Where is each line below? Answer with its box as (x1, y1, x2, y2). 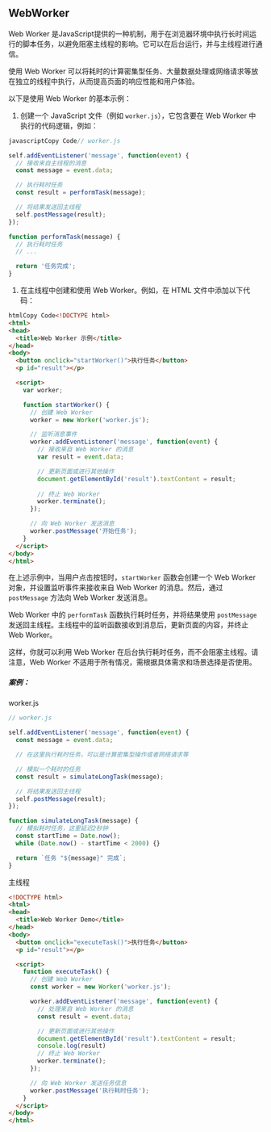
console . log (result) (37, 1042, 106, 1050)
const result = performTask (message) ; (15, 189, 147, 197)
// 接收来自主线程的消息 (15, 159, 87, 167)
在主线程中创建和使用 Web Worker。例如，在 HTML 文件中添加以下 (19, 286, 244, 296)
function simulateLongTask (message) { (8, 817, 139, 825)
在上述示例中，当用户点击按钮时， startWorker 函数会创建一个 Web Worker (8, 572, 256, 582)
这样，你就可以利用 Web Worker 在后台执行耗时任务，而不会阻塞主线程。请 (8, 648, 259, 657)
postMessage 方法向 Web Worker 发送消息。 (8, 593, 152, 602)
